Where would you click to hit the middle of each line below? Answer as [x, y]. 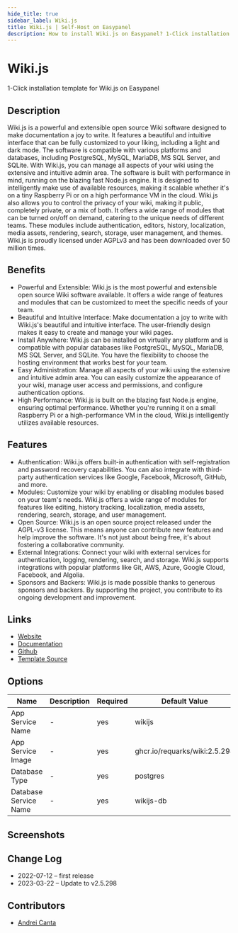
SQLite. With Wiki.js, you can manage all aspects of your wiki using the [111, 165]
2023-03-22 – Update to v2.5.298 [67, 883]
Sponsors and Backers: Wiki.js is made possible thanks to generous [117, 582]
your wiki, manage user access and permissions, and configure [110, 385]
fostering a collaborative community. [71, 544]
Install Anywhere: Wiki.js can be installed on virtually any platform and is [123, 340]
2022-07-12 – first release [56, 876]
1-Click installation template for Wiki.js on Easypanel [83, 88]
